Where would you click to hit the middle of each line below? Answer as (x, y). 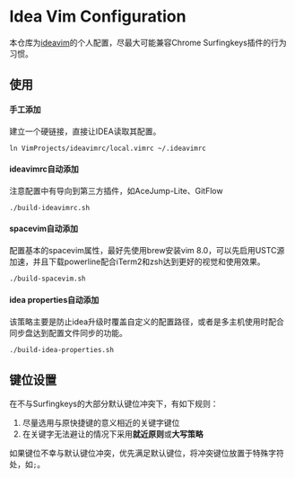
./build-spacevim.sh (48, 279)
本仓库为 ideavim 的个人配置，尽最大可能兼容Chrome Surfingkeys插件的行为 (148, 42)
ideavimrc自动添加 (44, 169)
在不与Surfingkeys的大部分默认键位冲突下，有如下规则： (114, 403)
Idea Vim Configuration (98, 17)
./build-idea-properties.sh (62, 350)
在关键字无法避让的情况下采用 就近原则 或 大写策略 (113, 434)
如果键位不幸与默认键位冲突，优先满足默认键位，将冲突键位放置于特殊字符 (147, 453)
